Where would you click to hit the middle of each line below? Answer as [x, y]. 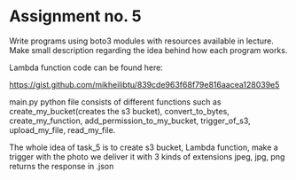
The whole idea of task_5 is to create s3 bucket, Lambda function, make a [144, 147]
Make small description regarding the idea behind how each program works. [148, 50]
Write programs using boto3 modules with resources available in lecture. [142, 41]
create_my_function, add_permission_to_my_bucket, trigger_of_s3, [130, 121]
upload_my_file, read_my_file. [62, 129]
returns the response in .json [62, 166]
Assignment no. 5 [75, 16]
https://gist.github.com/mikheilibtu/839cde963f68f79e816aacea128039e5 [144, 84]
